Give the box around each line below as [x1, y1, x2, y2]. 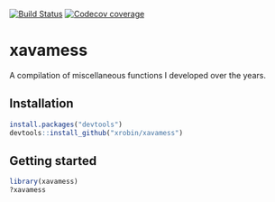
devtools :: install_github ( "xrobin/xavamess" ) [9, 128, 183, 137]
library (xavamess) [9, 177, 78, 187]
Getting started [9, 153, 97, 169]
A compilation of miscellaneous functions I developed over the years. [9, 69, 266, 80]
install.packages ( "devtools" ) [9, 120, 124, 129]
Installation [9, 96, 74, 112]
